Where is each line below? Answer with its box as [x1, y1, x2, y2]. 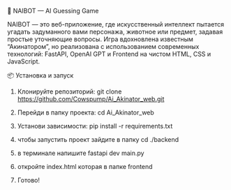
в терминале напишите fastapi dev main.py [17, 149, 144, 157]
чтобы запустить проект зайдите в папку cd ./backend [17, 136, 179, 143]
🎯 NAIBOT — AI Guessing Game [7, 7, 99, 15]
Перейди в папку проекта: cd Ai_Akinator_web [17, 108, 155, 117]
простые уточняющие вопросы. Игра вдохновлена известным [7, 35, 194, 43]
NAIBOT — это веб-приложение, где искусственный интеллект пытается [7, 20, 225, 28]
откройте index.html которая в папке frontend [17, 163, 153, 170]
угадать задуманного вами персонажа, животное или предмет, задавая [7, 28, 223, 36]
